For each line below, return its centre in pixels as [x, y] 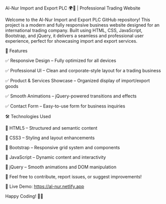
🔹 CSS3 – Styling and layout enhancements [50, 138]
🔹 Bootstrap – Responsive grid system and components [63, 147]
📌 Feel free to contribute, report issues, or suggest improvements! [73, 177]
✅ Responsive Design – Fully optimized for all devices [61, 61]
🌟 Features [16, 51]
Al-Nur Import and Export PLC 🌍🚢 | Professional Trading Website [73, 8]
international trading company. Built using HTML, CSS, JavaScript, [74, 30]
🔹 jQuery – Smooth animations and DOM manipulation [61, 167]
